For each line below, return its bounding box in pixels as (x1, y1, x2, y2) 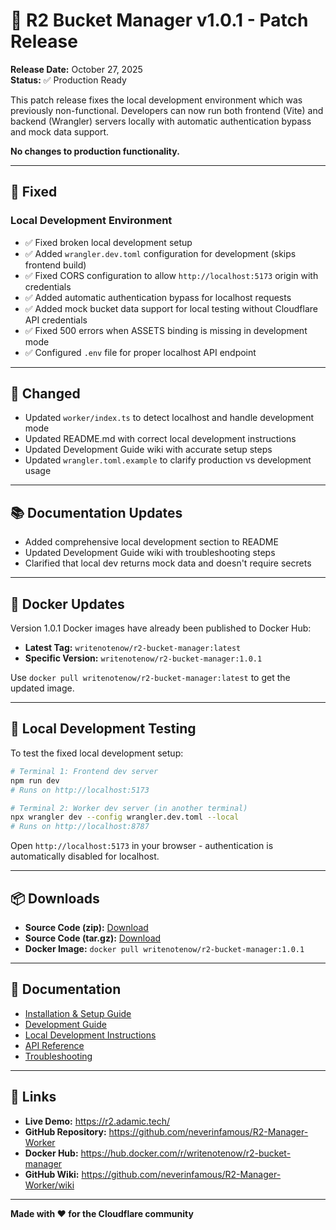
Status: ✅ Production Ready (10, 74, 127, 86)
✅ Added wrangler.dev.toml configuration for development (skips (24, 247, 297, 259)
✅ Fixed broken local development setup (24, 236, 193, 248)
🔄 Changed (10, 385, 81, 403)
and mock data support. (10, 125, 110, 138)
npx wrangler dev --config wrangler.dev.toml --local (10, 812, 240, 823)
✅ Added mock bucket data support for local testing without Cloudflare (24, 302, 318, 314)
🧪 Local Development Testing (10, 720, 197, 738)
